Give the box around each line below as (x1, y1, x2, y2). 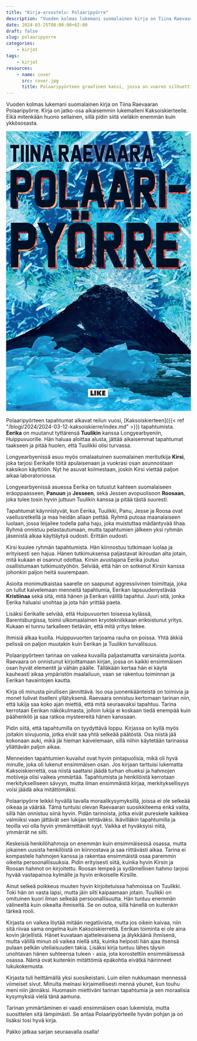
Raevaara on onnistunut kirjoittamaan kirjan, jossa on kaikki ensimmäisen (6, 658, 183, 665)
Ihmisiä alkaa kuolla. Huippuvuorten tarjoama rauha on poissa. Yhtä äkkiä (6, 634, 183, 641)
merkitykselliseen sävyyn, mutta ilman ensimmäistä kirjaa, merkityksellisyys (6, 780, 189, 787)
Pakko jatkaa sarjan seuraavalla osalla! (6, 1028, 99, 1035)
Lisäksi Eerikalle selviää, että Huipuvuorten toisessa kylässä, (6, 610, 152, 618)
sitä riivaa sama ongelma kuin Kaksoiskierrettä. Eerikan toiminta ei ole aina (6, 925, 186, 932)
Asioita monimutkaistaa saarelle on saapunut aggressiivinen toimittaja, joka (6, 580, 187, 588)
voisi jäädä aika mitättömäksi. (6, 786, 77, 793)
